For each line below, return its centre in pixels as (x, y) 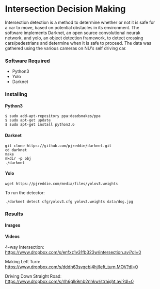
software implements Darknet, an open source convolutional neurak (73, 33)
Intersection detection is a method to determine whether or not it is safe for (80, 22)
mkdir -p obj (18, 158)
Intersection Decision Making (65, 9)
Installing (16, 94)
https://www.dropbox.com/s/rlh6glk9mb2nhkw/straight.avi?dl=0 (70, 281)
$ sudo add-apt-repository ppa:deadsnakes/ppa (53, 116)
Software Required (27, 61)
